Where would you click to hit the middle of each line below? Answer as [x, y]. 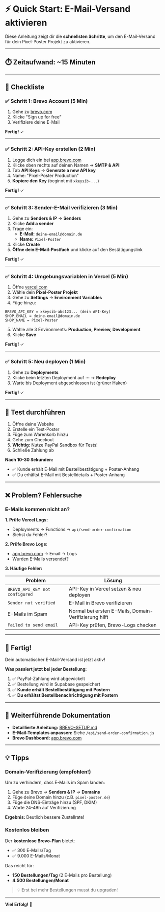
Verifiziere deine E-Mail [36, 122]
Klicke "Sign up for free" [37, 117]
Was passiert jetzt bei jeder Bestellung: [46, 669]
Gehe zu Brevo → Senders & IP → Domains [56, 792]
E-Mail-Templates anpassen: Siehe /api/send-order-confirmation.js [83, 733]
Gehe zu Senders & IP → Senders [46, 218]
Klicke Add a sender [33, 224]
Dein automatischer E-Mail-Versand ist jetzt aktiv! [55, 659]
